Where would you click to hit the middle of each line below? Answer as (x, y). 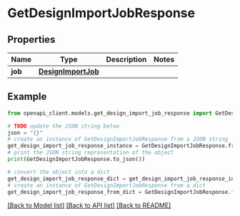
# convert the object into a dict (59, 172)
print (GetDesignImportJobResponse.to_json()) (76, 159)
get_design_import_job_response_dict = (67, 179)
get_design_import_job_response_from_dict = (75, 192)
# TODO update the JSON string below (64, 126)
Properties (31, 40)
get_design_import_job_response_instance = (73, 146)
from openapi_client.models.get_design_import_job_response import (110, 113)
